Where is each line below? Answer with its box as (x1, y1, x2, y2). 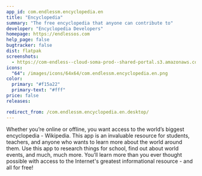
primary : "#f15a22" (11, 82, 61, 88)
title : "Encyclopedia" (6, 14, 63, 20)
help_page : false (6, 37, 50, 43)
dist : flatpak (6, 48, 42, 54)
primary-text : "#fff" (11, 87, 66, 93)
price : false (6, 93, 39, 99)
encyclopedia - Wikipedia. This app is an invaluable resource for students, (6, 132, 190, 139)
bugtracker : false (6, 43, 52, 49)
